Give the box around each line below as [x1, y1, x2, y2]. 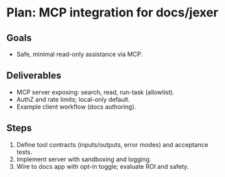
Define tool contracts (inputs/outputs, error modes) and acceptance [16, 140, 209, 148]
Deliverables [6, 70, 62, 81]
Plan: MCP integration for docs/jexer [6, 5, 219, 21]
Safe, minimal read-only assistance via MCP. [16, 50, 143, 58]
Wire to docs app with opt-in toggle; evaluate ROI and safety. [16, 162, 189, 170]
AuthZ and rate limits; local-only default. [16, 95, 130, 103]
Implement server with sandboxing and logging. [16, 155, 152, 163]
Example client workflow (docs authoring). [16, 103, 137, 111]
